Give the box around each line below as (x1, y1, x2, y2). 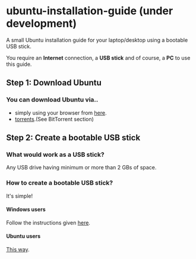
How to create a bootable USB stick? (6, 179, 113, 187)
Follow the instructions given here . (6, 219, 91, 226)
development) (6, 17, 77, 30)
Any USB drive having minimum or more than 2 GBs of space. (6, 164, 157, 171)
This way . (6, 246, 30, 253)
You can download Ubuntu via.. (6, 96, 99, 104)
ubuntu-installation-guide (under (6, 4, 173, 18)
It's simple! (6, 192, 33, 200)
